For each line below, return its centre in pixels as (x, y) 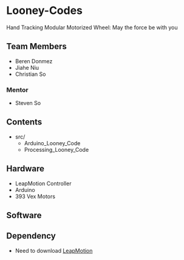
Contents (24, 122)
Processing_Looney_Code (56, 149)
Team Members (36, 46)
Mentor (17, 90)
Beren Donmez (34, 61)
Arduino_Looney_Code (52, 143)
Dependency (31, 236)
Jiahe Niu (27, 67)
